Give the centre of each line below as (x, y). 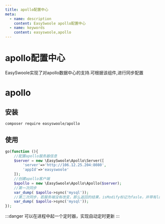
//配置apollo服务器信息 (36, 156)
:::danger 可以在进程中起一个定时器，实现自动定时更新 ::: (62, 216)
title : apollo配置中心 (27, 10)
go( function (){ (22, 151)
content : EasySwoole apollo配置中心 (50, 23)
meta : (11, 14)
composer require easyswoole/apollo (42, 124)
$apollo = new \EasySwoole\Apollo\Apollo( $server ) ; (68, 183)
